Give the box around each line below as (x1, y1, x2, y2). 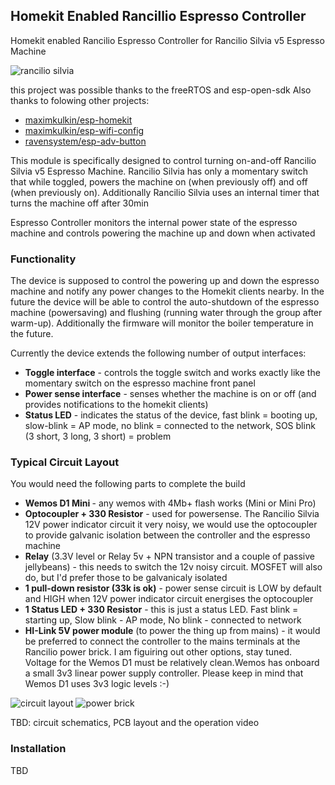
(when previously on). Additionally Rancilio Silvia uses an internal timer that (10, 186, 320, 198)
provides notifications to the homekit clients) (24, 399, 209, 411)
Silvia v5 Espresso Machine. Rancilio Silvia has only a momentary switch (10, 165, 309, 177)
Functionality (10, 252, 77, 266)
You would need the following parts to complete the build (10, 478, 246, 490)
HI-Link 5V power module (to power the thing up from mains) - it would (24, 625, 321, 637)
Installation (10, 742, 67, 756)
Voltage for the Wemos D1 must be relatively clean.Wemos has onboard (24, 657, 320, 669)
